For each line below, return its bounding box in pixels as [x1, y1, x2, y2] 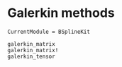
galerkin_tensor [7, 53, 55, 60]
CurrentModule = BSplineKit [7, 28, 91, 35]
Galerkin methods [7, 5, 115, 21]
